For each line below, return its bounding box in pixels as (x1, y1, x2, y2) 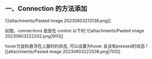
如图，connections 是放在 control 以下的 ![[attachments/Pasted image (5, 28, 144, 33)
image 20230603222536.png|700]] (49, 48, 121, 54)
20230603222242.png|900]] (5, 33, 63, 39)
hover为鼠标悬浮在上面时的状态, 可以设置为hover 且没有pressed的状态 (5, 43, 145, 49)
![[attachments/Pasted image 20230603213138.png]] (5, 17, 111, 23)
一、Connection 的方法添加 (5, 4, 87, 13)
